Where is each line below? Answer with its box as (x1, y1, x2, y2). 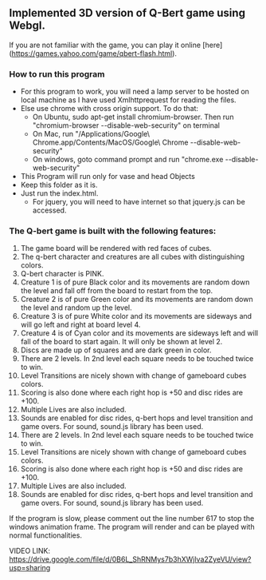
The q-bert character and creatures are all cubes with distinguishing (20, 252, 245, 262)
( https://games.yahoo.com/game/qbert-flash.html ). (9, 48, 178, 58)
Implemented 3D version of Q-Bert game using (9, 6, 246, 20)
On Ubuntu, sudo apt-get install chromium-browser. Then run (32, 112, 234, 122)
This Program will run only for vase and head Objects (20, 172, 196, 181)
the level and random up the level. (20, 303, 132, 312)
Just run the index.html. (20, 189, 99, 198)
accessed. (32, 205, 67, 215)
